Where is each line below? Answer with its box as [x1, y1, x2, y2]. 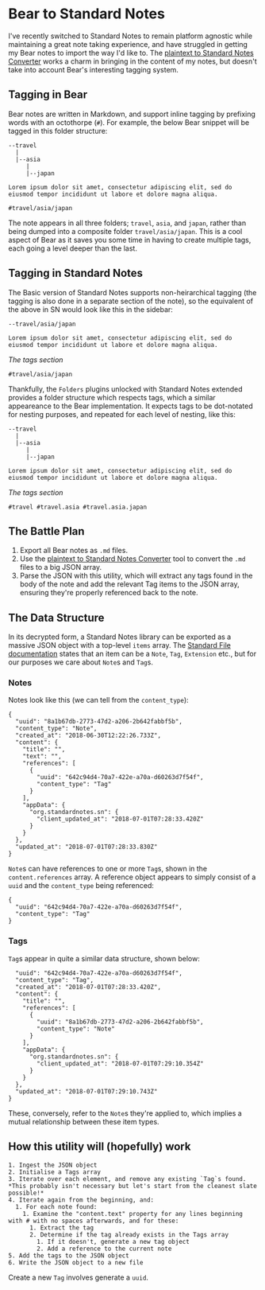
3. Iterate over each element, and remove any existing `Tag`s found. [8, 1175, 247, 1183]
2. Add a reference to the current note [36, 1245, 172, 1253]
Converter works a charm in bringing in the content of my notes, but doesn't [8, 57, 258, 66]
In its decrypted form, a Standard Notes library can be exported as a [8, 632, 232, 641]
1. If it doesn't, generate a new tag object [36, 1237, 190, 1245]
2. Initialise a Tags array [8, 1167, 102, 1176]
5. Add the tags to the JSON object [8, 1251, 129, 1260]
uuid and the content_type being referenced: [8, 881, 155, 891]
